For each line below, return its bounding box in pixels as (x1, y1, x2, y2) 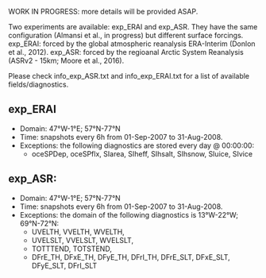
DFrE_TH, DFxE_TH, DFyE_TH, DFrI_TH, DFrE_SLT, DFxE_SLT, (31, 252, 230, 261)
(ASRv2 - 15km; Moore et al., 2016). (8, 56, 125, 65)
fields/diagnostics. (8, 79, 69, 89)
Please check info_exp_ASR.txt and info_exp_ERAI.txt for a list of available (8, 71, 250, 80)
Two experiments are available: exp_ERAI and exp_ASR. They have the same (8, 22, 258, 31)
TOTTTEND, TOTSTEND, (31, 244, 113, 253)
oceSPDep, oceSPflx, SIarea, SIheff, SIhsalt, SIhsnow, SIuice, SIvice (31, 149, 253, 158)
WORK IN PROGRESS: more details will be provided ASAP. (8, 7, 199, 16)
